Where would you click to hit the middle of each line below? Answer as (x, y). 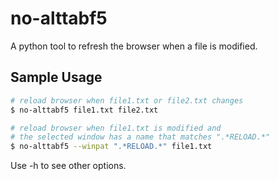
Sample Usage (56, 77)
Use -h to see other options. (68, 166)
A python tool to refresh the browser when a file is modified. (134, 46)
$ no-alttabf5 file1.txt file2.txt (84, 110)
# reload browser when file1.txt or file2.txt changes (127, 100)
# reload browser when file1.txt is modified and (116, 128)
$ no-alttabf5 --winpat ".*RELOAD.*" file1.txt (111, 147)
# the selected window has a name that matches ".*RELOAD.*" (140, 137)
